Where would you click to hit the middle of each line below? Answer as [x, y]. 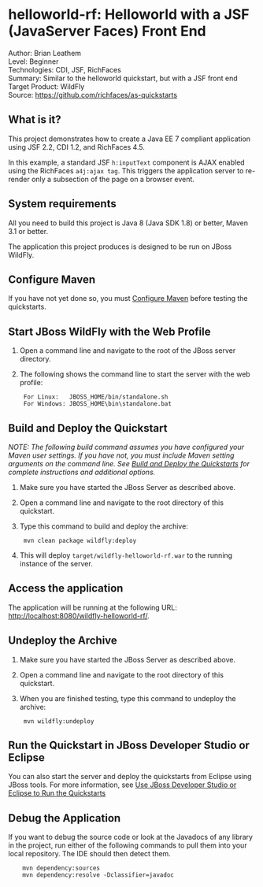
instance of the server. [56, 564]
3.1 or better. [28, 231]
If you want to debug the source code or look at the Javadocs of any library [131, 837]
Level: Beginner [33, 61]
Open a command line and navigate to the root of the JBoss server [128, 351]
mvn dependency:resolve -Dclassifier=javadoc [98, 875]
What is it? [35, 120]
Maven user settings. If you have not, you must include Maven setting [121, 455]
